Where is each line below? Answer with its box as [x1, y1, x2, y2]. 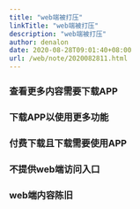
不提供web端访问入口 [9, 163, 100, 175]
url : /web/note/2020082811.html [9, 54, 128, 63]
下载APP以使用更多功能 [9, 111, 109, 123]
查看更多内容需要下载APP [9, 85, 119, 97]
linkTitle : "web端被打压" [9, 21, 99, 30]
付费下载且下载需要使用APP [9, 136, 128, 149]
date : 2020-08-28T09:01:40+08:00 [9, 46, 132, 55]
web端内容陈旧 [9, 189, 73, 201]
